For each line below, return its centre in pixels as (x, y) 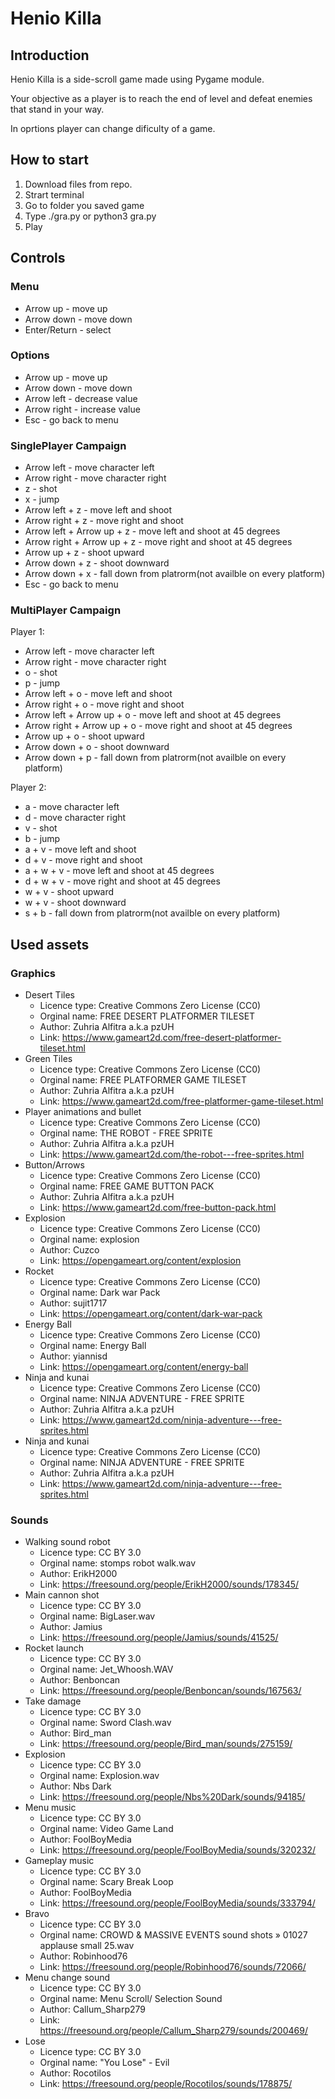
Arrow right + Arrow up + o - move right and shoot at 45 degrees (158, 726)
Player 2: (28, 788)
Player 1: (27, 632)
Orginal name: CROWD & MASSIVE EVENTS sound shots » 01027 (173, 1935)
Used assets (50, 944)
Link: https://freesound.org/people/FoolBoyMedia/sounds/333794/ (177, 1903)
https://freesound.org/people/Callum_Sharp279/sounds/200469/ (173, 2031)
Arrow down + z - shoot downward (97, 563)
